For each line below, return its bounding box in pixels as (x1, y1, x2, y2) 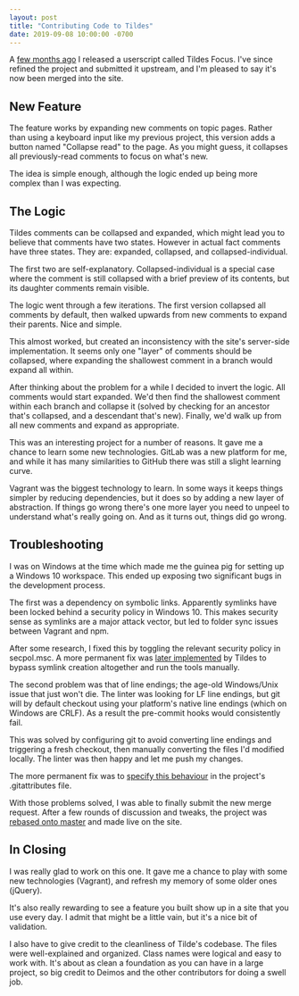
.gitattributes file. (9, 780, 72, 791)
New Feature (9, 99, 82, 114)
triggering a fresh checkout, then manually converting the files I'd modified (9, 743, 285, 754)
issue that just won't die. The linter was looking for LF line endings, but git (9, 688, 281, 699)
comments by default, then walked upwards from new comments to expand (9, 310, 287, 320)
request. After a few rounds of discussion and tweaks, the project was (9, 807, 268, 818)
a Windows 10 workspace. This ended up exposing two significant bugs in (9, 570, 282, 581)
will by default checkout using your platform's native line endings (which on (9, 698, 287, 709)
